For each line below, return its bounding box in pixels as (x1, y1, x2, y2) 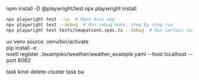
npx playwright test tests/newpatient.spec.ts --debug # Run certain (6, 27, 184, 33)
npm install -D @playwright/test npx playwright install (6, 5, 137, 12)
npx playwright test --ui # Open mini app (6, 16, 115, 22)
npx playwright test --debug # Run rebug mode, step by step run (6, 22, 174, 28)
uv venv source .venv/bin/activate (6, 38, 89, 45)
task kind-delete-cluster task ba (6, 68, 85, 75)
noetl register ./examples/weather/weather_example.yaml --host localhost (6, 50, 187, 58)
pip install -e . (6, 44, 40, 51)
